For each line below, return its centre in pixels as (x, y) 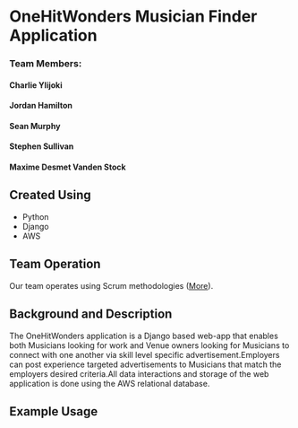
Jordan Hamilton (41, 106)
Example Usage (54, 411)
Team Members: (46, 64)
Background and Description (91, 314)
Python (35, 216)
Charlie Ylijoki (36, 85)
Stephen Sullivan (42, 146)
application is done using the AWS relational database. (110, 383)
